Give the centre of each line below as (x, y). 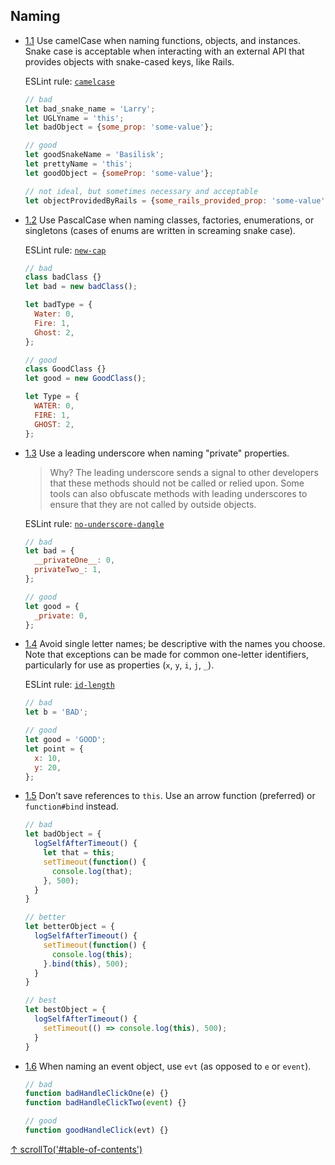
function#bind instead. (72, 806)
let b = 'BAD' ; (56, 712)
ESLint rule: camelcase (69, 81)
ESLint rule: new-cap (65, 250)
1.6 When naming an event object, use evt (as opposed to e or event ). (168, 1066)
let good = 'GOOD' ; (65, 740)
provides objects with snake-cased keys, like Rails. (129, 61)
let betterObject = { (70, 927)
